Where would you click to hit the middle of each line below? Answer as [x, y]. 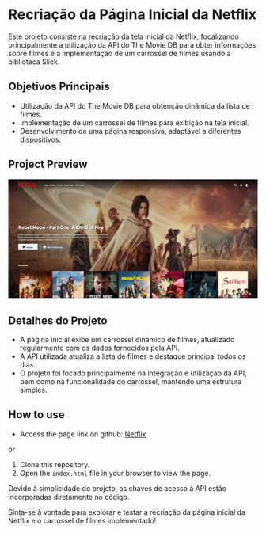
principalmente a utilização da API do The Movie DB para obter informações [132, 44]
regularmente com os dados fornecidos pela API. [99, 348]
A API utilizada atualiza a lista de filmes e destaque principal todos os [133, 356]
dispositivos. [40, 139]
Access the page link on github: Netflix [83, 434]
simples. [33, 390]
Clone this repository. [55, 464]
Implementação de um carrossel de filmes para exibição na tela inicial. [134, 122]
